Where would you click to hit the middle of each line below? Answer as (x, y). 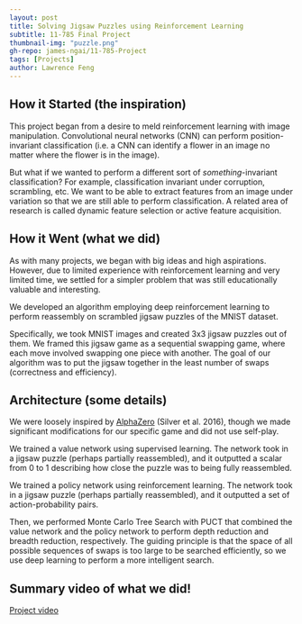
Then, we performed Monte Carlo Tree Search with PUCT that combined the (151, 522)
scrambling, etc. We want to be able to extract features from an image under (151, 191)
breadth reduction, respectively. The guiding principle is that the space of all (151, 541)
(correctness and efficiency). (63, 372)
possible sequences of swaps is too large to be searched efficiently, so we (148, 551)
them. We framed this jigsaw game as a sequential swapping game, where (147, 343)
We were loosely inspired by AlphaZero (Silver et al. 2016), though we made (150, 422)
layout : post (34, 18)
